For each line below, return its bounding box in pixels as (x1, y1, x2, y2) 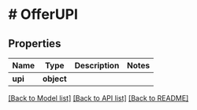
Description (74, 60, 120, 71)
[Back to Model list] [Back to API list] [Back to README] (8, 93, 189, 103)
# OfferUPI (8, 5, 79, 24)
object (42, 73, 67, 84)
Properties (8, 37, 61, 50)
